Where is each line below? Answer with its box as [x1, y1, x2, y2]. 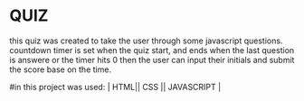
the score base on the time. [9, 64, 111, 75]
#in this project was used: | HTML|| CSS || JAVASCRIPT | [9, 81, 222, 92]
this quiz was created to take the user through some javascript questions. [9, 35, 283, 46]
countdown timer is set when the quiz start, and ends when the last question [9, 44, 295, 55]
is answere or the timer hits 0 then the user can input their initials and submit [9, 54, 295, 65]
